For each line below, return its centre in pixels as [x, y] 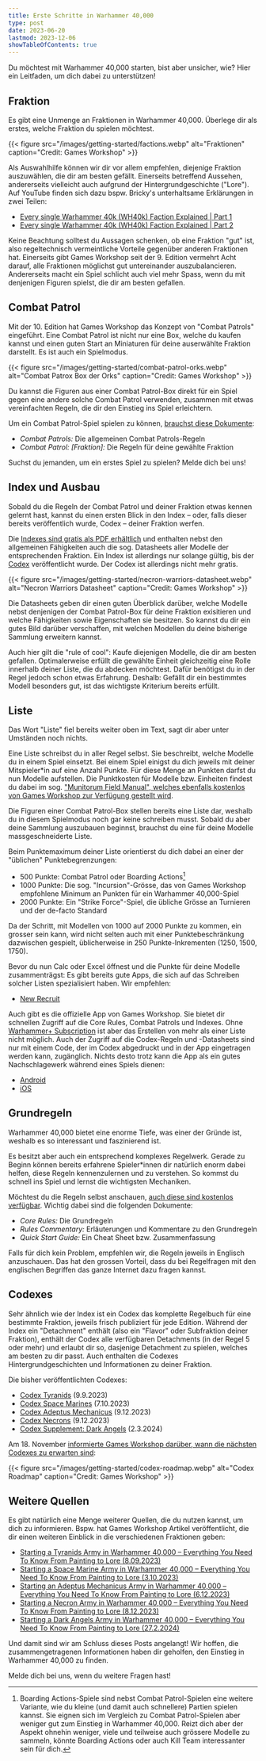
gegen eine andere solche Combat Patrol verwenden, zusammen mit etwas [131, 399]
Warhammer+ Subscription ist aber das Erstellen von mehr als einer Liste [127, 1031]
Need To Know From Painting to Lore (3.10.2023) [99, 1578]
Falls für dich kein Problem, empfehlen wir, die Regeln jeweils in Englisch [127, 1253]
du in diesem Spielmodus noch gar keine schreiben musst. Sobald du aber [129, 819]
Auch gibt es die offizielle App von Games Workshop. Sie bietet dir [117, 1014]
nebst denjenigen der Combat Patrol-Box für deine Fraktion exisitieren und [130, 611]
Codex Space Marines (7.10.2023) [75, 1403]
